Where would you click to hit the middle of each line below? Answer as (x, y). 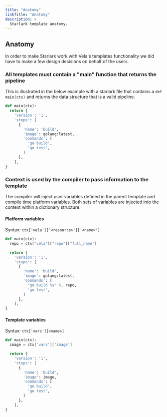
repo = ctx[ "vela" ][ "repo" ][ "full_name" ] (53, 243)
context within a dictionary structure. (43, 207)
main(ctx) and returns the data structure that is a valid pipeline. (70, 97)
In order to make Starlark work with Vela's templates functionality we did (80, 56)
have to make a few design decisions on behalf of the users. (67, 62)
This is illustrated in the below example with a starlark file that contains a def (84, 92)
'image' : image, (40, 377)
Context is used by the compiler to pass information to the (77, 179)
